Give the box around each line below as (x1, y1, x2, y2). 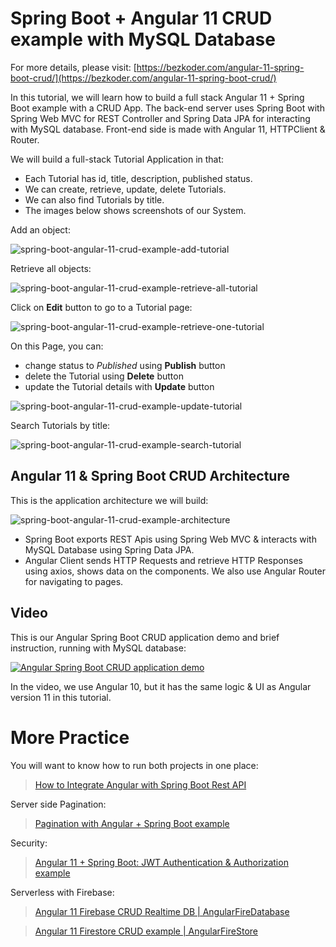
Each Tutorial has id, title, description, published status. (24, 172, 253, 184)
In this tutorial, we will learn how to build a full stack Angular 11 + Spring (10, 91, 305, 103)
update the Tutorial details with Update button (24, 380, 215, 392)
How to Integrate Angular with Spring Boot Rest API (34, 778, 247, 791)
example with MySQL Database (10, 28, 276, 51)
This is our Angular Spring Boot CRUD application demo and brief (10, 631, 280, 643)
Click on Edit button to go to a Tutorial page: (10, 301, 193, 313)
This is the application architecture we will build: (10, 494, 209, 506)
